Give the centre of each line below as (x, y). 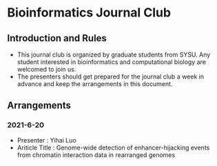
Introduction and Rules (57, 38)
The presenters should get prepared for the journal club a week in (111, 76)
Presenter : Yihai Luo (47, 140)
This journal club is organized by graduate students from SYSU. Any (114, 54)
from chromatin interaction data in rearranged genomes (96, 155)
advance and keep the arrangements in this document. (95, 84)
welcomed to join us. (46, 69)
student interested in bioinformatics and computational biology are (112, 62)
